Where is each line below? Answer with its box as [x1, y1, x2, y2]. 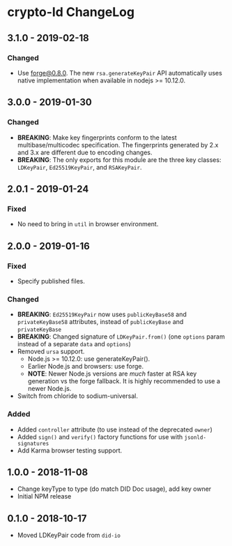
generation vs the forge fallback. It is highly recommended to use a [27, 377, 221, 385]
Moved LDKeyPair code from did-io [17, 531, 121, 540]
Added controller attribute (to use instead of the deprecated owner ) [17, 425, 212, 434]
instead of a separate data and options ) [17, 340, 131, 348]
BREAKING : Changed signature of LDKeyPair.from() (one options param [17, 332, 225, 341]
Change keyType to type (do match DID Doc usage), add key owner [17, 485, 212, 493]
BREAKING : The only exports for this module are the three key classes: [17, 155, 222, 164]
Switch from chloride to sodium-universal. [17, 392, 138, 400]
